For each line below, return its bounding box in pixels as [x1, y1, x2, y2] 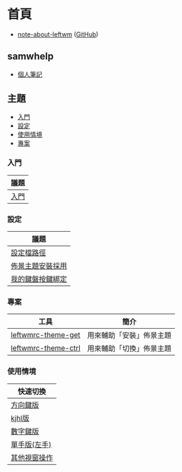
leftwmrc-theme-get [10, 330, 80, 340]
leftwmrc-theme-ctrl [10, 343, 80, 353]
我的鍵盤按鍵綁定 [10, 275, 68, 284]
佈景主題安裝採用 [10, 261, 68, 271]
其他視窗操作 [10, 452, 54, 462]
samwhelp [7, 51, 54, 63]
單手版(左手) [10, 440, 52, 450]
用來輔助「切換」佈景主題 [87, 343, 171, 353]
